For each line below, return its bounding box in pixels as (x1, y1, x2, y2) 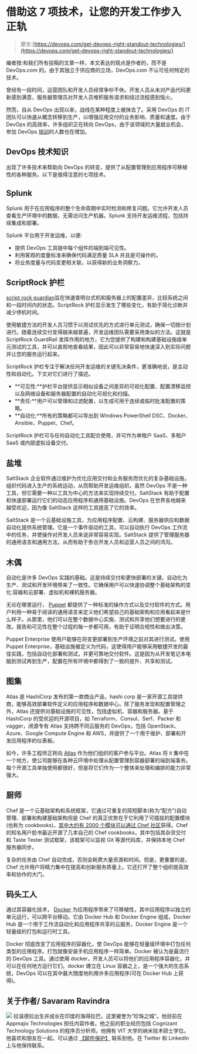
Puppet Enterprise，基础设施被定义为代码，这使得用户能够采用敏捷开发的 (6, 643, 184, 650)
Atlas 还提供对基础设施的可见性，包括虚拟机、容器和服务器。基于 (16, 708, 174, 715)
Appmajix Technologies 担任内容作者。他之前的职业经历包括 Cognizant (6, 1020, 178, 1027)
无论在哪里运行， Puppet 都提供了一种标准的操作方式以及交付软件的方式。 (6, 601, 186, 608)
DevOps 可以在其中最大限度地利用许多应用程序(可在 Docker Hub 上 (16, 970, 179, 977)
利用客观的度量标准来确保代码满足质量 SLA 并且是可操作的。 (14, 251, 161, 259)
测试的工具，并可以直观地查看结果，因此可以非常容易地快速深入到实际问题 (11, 344, 191, 351)
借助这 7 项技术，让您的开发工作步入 (6, 5, 182, 19)
